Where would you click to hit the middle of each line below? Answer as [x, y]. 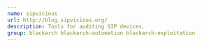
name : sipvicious [33, 13]
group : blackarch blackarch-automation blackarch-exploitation [101, 33]
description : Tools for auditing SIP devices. [76, 26]
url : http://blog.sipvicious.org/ [58, 20]
